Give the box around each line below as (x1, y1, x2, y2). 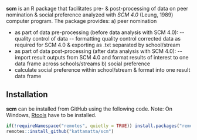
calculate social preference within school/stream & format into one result (14, 66, 191, 73)
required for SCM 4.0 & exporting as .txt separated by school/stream (14, 41, 181, 48)
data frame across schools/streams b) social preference (14, 60, 151, 67)
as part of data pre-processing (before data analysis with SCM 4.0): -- (14, 29, 185, 36)
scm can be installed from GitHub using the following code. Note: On (6, 105, 173, 112)
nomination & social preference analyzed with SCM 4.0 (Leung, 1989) (6, 11, 174, 18)
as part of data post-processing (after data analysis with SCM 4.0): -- (14, 48, 183, 55)
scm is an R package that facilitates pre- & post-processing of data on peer (6, 5, 189, 12)
